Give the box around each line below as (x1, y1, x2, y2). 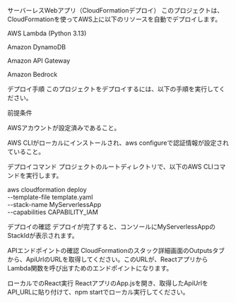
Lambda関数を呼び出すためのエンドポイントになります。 (7, 264, 173, 272)
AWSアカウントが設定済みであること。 (7, 124, 121, 132)
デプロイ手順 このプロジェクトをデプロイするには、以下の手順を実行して (7, 85, 220, 93)
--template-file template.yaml (7, 193, 93, 201)
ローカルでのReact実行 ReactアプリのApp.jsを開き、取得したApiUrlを (7, 279, 208, 287)
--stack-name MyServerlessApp (7, 201, 102, 208)
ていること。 (7, 148, 45, 155)
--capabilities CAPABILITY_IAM (7, 208, 99, 216)
